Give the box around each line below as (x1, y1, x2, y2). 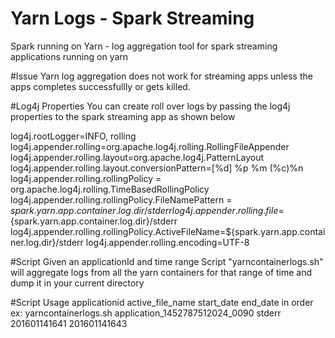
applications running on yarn (10, 50, 129, 62)
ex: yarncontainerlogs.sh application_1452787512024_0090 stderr (10, 307, 282, 319)
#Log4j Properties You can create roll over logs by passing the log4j (10, 100, 291, 112)
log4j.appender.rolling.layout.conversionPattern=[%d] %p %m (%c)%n (10, 162, 304, 174)
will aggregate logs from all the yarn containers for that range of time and (10, 266, 313, 278)
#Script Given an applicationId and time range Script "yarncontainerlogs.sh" (10, 255, 324, 267)
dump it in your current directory (10, 277, 145, 289)
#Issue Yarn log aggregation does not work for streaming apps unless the (10, 70, 313, 82)
